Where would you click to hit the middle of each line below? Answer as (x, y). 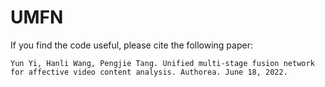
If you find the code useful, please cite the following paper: (131, 45)
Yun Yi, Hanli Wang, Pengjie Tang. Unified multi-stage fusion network (162, 63)
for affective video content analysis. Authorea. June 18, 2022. (149, 72)
